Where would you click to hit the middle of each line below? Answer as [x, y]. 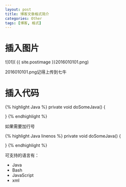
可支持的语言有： [22, 156]
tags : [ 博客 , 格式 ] [23, 23]
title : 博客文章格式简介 [27, 14]
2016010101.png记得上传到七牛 [36, 72]
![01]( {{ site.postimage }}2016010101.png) [47, 62]
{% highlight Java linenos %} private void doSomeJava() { [63, 136]
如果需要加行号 [20, 127]
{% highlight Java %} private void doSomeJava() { [55, 107]
